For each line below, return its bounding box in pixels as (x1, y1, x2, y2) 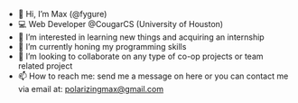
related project (17, 61, 73, 71)
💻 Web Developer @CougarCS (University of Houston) (17, 19, 224, 29)
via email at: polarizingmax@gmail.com (17, 84, 164, 94)
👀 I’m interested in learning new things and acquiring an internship (17, 32, 265, 42)
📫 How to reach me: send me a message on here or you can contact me (17, 70, 289, 81)
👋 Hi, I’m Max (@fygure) (17, 9, 107, 19)
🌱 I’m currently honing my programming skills (17, 42, 187, 51)
